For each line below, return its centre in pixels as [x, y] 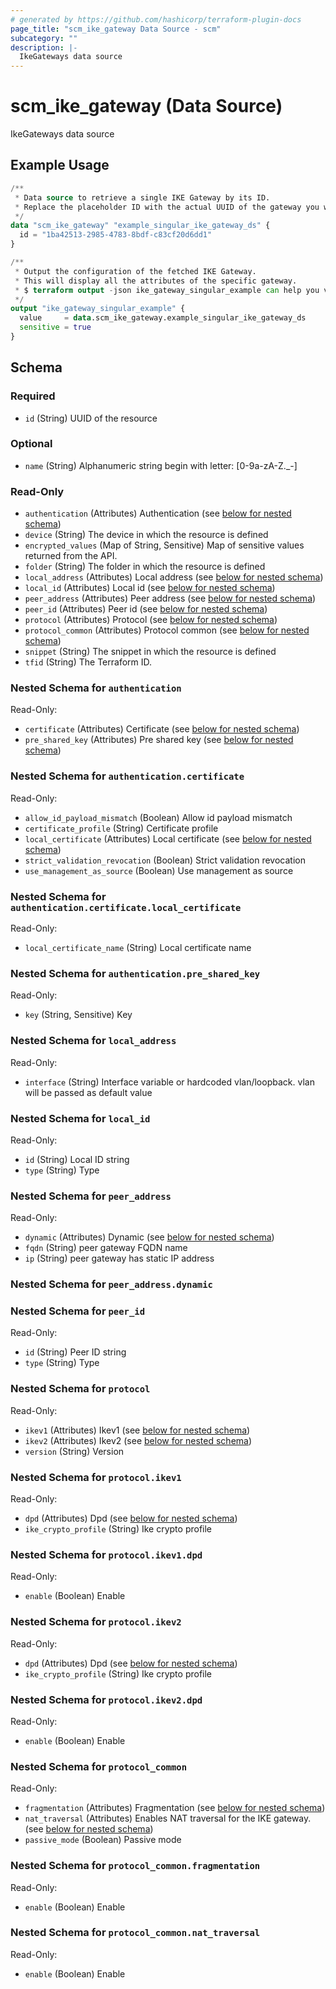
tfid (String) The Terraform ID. [88, 662]
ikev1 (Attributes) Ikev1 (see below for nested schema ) [137, 1430]
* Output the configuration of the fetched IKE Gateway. [135, 271]
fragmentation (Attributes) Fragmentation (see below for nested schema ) [175, 1808]
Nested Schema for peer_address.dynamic [111, 1284]
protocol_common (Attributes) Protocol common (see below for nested [167, 630]
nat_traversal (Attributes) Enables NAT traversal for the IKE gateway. [168, 1818]
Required [33, 396]
